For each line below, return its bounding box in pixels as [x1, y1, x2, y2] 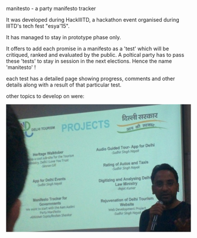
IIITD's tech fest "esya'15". [6, 23, 70, 29]
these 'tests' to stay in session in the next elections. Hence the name [6, 58, 172, 64]
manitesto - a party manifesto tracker [6, 5, 96, 12]
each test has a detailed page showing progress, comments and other [6, 75, 175, 82]
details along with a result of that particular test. [6, 81, 122, 88]
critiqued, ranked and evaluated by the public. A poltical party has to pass [6, 51, 185, 58]
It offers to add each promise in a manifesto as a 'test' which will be [6, 45, 169, 52]
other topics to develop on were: [6, 93, 85, 99]
